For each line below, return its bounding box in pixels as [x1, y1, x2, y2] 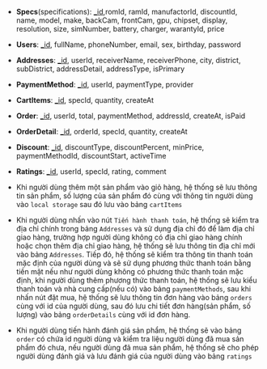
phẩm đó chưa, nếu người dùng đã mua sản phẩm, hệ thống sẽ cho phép [15, 343, 259, 352]
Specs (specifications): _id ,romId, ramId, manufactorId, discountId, [15, 7, 238, 16]
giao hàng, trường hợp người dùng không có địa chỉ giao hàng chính [15, 232, 243, 242]
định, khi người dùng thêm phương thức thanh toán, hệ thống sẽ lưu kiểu [15, 275, 257, 285]
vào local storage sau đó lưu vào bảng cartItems [15, 200, 183, 209]
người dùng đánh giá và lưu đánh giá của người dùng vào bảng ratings [15, 351, 252, 361]
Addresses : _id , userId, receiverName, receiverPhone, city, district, [15, 56, 241, 65]
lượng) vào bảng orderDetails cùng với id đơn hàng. [15, 310, 191, 319]
